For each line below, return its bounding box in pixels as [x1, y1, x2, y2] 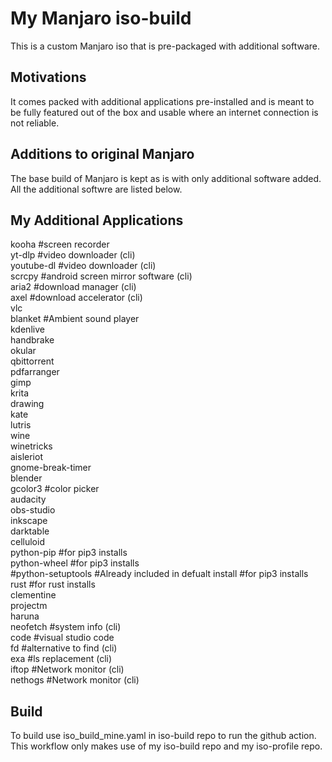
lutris [10, 419, 32, 431]
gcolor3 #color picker [10, 483, 100, 495]
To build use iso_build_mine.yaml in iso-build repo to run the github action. [10, 730, 317, 742]
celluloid [10, 536, 45, 548]
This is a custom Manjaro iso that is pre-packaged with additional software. [10, 40, 320, 52]
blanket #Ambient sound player [10, 313, 140, 325]
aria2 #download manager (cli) [10, 281, 137, 293]
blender [10, 472, 43, 484]
